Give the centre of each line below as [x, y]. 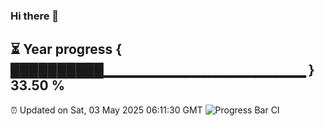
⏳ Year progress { [66, 49]
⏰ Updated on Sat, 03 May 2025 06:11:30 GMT [106, 110]
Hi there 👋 [35, 16]
